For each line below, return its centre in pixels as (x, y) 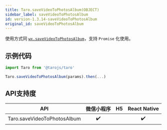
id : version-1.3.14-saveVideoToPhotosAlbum (51, 19)
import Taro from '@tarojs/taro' (40, 68)
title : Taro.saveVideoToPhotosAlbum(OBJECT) (52, 10)
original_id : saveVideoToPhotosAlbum (44, 24)
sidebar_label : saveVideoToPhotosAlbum (47, 14)
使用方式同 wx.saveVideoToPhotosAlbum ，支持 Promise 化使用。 (69, 38)
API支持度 (21, 94)
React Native (143, 108)
